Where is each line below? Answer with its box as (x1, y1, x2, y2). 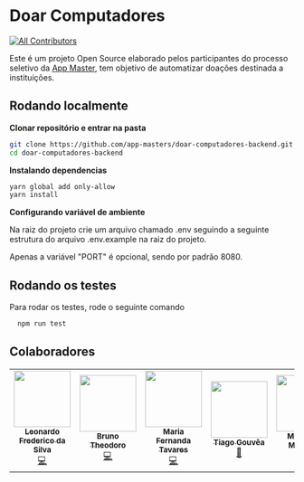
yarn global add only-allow (9, 182, 116, 191)
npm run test (17, 319, 67, 328)
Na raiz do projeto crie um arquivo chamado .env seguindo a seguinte (9, 224, 270, 235)
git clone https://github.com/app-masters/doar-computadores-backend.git (9, 139, 294, 149)
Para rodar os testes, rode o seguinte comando (9, 302, 185, 313)
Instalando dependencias (9, 165, 108, 175)
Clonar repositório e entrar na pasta (9, 122, 147, 133)
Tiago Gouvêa (213, 438, 265, 448)
